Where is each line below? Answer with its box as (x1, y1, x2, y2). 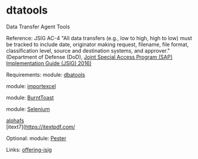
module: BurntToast (6, 94, 54, 101)
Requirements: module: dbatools (6, 71, 86, 78)
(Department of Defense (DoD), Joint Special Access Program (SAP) (6, 53, 173, 60)
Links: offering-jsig (6, 146, 52, 153)
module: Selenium (6, 105, 50, 112)
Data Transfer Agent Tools (6, 23, 70, 30)
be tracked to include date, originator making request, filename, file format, (6, 41, 189, 48)
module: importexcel (6, 82, 56, 89)
